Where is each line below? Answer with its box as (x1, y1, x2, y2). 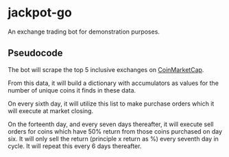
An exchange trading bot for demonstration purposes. (8, 27, 160, 36)
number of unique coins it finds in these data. (8, 86, 136, 94)
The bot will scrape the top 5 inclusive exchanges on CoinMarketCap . (8, 65, 204, 73)
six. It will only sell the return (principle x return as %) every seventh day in (8, 134, 219, 143)
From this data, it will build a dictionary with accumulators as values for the (8, 79, 219, 87)
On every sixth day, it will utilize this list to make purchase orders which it (8, 99, 215, 108)
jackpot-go (8, 5, 73, 21)
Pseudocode (8, 47, 64, 59)
